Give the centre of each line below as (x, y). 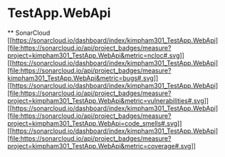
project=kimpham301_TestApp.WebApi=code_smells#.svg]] (95, 123)
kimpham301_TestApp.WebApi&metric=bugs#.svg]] (83, 78)
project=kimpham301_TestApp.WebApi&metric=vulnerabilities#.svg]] (108, 100)
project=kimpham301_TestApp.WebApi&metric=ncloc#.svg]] (96, 55)
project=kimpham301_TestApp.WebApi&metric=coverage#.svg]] (101, 146)
